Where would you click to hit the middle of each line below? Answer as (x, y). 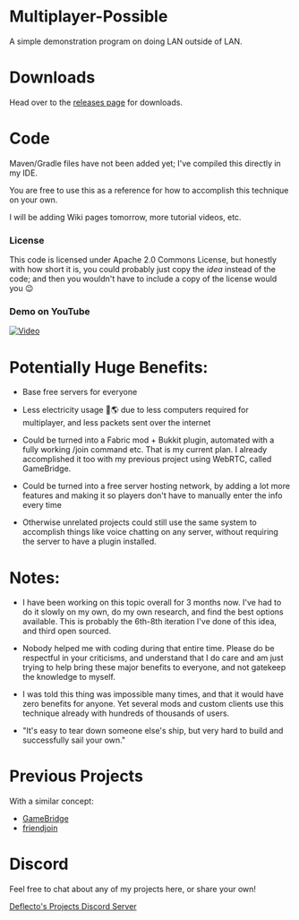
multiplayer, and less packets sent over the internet (116, 423)
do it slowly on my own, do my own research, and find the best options (153, 612)
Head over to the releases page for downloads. (96, 102)
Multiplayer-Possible (89, 17)
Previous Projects (76, 776)
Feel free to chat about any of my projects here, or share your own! (133, 890)
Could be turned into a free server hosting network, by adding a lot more (156, 486)
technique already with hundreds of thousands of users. (126, 713)
